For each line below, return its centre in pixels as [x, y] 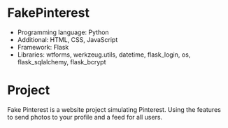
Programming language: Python [63, 32]
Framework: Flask [43, 47]
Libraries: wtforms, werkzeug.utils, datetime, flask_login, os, [104, 55]
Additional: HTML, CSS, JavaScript [67, 39]
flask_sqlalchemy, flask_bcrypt [62, 62]
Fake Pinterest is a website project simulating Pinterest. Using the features [114, 109]
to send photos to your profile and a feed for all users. [85, 117]
